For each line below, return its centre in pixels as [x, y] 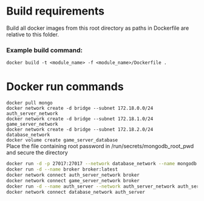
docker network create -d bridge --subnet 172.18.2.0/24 [80, 130]
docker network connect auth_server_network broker [73, 175]
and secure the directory [37, 152]
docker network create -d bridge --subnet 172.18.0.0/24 [80, 108]
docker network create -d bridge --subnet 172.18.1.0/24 [80, 119]
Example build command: [45, 50]
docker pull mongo [29, 103]
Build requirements [56, 11]
